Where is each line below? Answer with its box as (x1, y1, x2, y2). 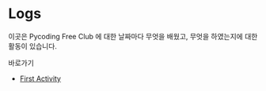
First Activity (19, 74, 62, 83)
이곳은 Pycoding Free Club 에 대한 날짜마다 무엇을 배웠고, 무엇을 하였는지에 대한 (8, 31, 258, 41)
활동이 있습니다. (8, 41, 58, 51)
